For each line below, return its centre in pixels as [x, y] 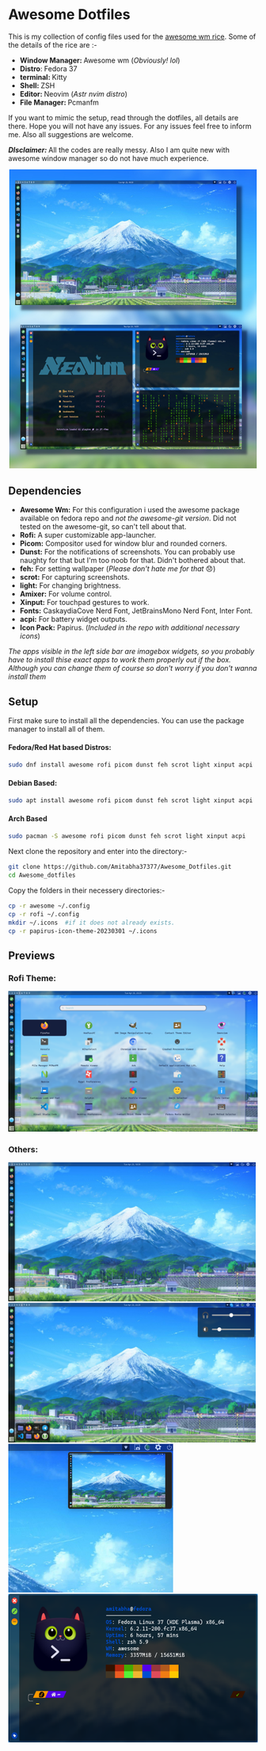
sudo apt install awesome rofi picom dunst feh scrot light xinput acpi [131, 801]
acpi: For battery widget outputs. [74, 619]
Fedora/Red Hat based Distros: [60, 747]
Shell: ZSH [37, 86]
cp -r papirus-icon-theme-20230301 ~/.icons [83, 931]
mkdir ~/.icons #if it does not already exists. [92, 923]
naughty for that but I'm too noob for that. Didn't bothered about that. [132, 561]
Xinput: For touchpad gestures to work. [84, 603]
